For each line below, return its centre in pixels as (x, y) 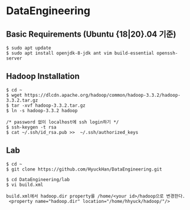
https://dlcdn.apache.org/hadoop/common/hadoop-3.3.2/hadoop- (103, 95)
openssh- (167, 53)
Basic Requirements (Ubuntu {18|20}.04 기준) (91, 34)
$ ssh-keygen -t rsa (32, 127)
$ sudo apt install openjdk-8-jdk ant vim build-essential (80, 53)
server (14, 58)
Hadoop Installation (43, 76)
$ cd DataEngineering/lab (38, 179)
